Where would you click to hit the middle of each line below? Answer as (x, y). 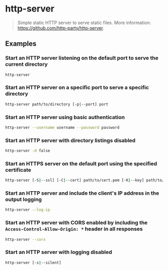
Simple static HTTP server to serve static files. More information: (84, 23)
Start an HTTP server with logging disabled (59, 252)
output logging (23, 200)
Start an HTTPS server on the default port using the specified (81, 164)
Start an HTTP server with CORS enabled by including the (76, 223)
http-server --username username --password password (62, 127)
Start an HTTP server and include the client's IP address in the (82, 193)
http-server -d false (28, 151)
